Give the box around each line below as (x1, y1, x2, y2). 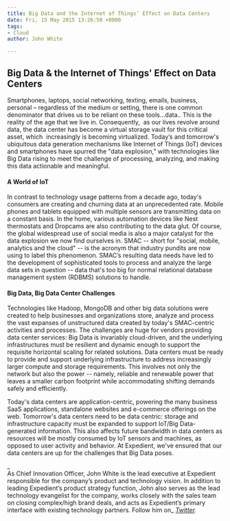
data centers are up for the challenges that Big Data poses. (7, 449, 174, 457)
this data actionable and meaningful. (7, 162, 111, 170)
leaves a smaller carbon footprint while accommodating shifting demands (7, 377, 215, 386)
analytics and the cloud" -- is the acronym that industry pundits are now (7, 244, 211, 252)
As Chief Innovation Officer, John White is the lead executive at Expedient (7, 469, 216, 478)
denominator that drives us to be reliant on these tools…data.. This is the (7, 111, 212, 119)
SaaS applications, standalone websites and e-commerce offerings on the (7, 405, 216, 413)
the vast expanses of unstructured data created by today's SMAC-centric (7, 319, 215, 327)
